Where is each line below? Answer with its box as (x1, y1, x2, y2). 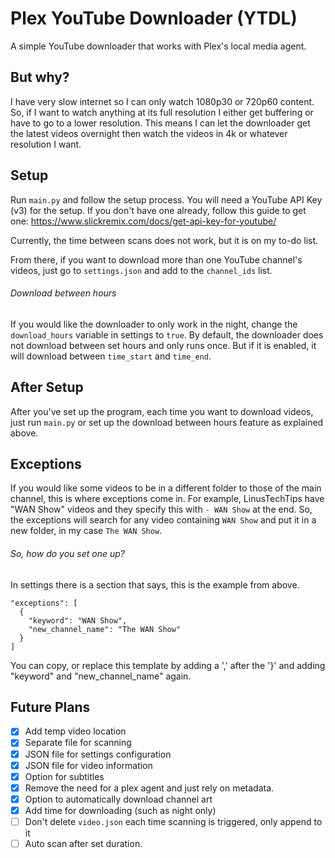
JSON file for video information (24, 759, 153, 771)
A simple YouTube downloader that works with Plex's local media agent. (10, 40, 307, 52)
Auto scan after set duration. (24, 837, 143, 849)
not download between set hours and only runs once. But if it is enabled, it (10, 339, 317, 351)
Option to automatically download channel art (24, 793, 213, 805)
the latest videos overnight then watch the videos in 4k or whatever (10, 127, 288, 139)
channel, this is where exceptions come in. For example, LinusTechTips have (10, 493, 325, 505)
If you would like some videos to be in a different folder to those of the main (10, 482, 322, 494)
